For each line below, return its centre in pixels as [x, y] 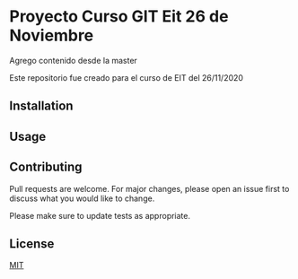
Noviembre [52, 35]
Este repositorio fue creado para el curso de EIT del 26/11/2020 [127, 77]
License [32, 244]
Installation [41, 106]
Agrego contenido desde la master [73, 60]
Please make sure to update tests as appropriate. [100, 215]
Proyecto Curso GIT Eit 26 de [119, 17]
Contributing [46, 167]
